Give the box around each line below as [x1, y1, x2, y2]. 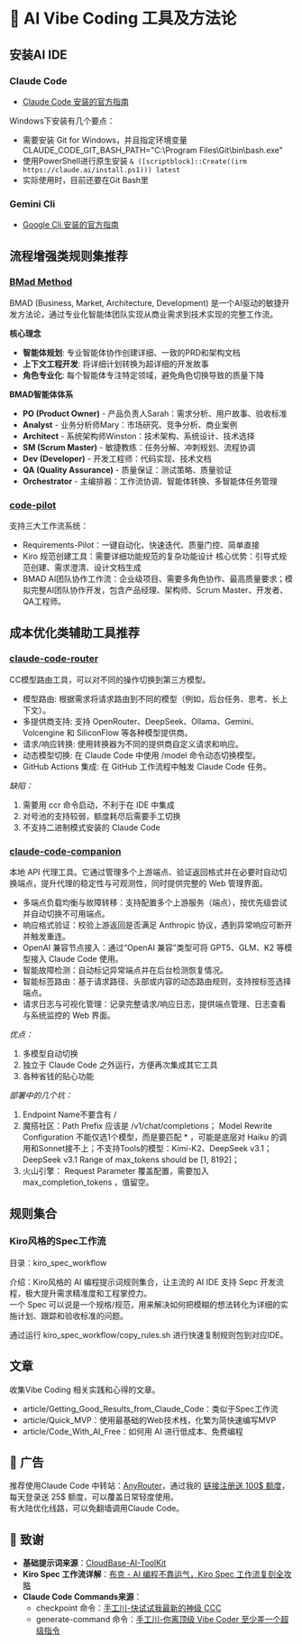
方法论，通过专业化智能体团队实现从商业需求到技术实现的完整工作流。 [16, 309, 278, 319]
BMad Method [9, 276, 73, 289]
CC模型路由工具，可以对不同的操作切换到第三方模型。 [9, 674, 211, 685]
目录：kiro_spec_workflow [9, 1257, 107, 1268]
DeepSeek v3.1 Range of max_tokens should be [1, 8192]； [22, 1154, 241, 1165]
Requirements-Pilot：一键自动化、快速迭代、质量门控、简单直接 [22, 540, 260, 550]
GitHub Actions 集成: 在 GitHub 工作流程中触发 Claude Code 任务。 [22, 761, 272, 771]
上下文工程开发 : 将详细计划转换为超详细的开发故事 [22, 358, 209, 369]
